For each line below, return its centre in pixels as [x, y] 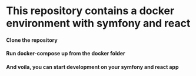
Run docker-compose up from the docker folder [66, 54]
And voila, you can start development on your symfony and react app [92, 67]
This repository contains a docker [90, 11]
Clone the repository [32, 40]
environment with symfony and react [98, 23]
